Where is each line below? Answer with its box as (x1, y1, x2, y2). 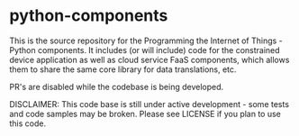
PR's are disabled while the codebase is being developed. (9, 81, 224, 92)
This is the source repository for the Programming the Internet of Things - (9, 35, 284, 46)
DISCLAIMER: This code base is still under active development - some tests (9, 98, 290, 109)
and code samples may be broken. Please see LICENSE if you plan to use (9, 108, 282, 119)
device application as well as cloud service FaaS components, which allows (9, 54, 290, 65)
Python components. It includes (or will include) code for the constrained (9, 44, 281, 55)
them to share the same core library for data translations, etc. (9, 64, 237, 75)
